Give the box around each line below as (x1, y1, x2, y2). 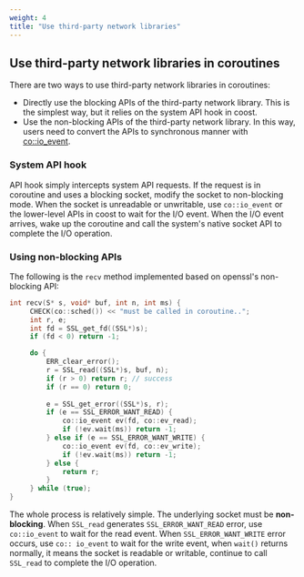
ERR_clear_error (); (46, 357, 120, 367)
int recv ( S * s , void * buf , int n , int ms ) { (9, 298, 181, 308)
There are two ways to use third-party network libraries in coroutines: (9, 79, 271, 91)
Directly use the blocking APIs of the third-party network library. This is (22, 97, 290, 108)
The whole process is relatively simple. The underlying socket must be (9, 509, 274, 520)
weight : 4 (9, 13, 47, 23)
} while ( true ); (29, 484, 92, 493)
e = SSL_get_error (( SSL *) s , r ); (46, 400, 169, 409)
